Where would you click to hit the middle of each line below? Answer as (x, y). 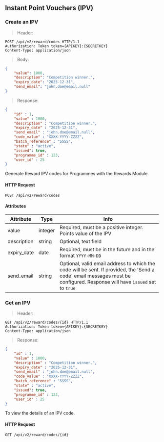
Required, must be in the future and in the (107, 249)
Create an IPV (22, 22)
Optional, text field (80, 241)
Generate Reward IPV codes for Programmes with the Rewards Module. (77, 174)
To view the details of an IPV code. (40, 413)
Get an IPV (18, 303)
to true (67, 288)
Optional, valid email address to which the (107, 263)
